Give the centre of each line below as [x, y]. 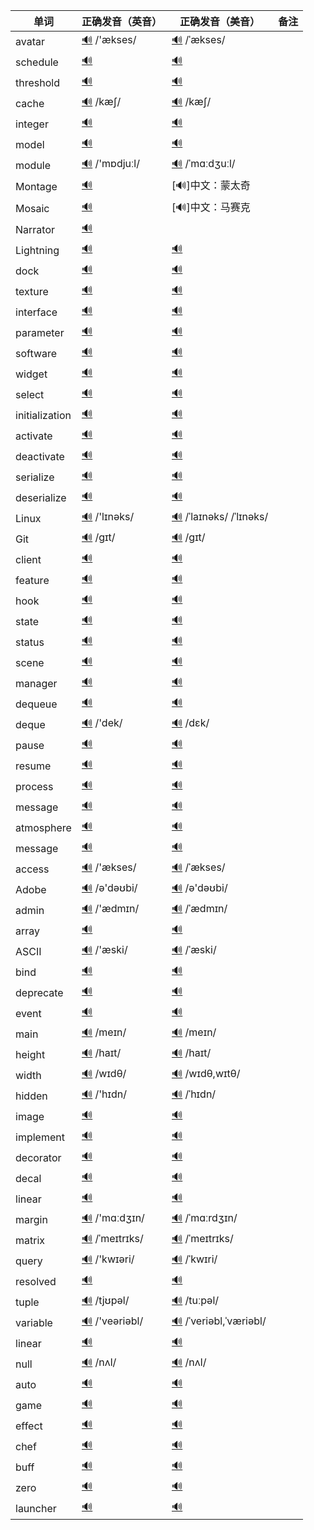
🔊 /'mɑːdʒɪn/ [113, 1217]
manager [36, 683]
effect [29, 1426]
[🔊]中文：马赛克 [211, 207]
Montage [36, 186]
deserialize [41, 497]
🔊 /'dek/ [102, 722]
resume [33, 766]
